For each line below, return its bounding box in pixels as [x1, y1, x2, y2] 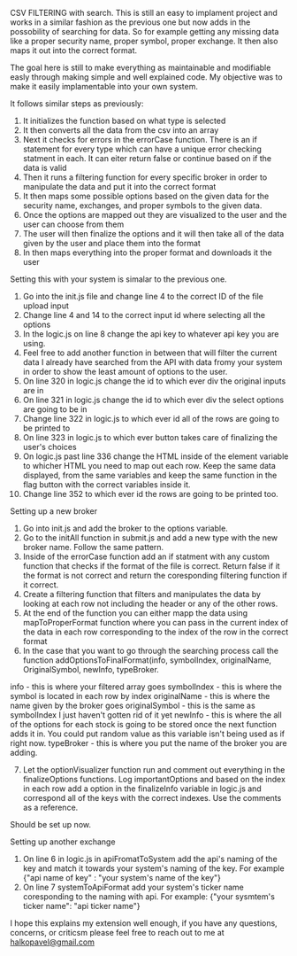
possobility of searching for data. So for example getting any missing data [10, 27, 279, 36]
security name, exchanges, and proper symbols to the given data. [22, 200, 263, 211]
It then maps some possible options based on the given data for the [22, 190, 270, 201]
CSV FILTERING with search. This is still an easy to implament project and [10, 8, 278, 18]
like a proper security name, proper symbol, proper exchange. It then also [10, 35, 278, 46]
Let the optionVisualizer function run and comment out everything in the [22, 765, 286, 774]
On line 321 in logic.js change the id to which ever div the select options [22, 394, 285, 405]
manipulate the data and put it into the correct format [22, 182, 217, 191]
